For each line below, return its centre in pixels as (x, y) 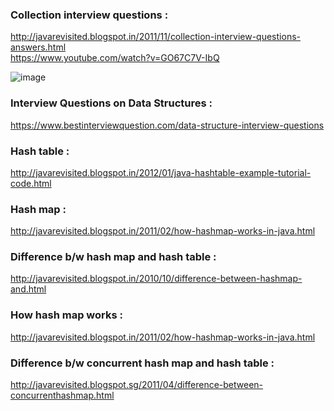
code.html (31, 183)
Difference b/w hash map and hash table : (113, 257)
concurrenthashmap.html (62, 395)
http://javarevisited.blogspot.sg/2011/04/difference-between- (137, 385)
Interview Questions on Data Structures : (111, 103)
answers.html (38, 47)
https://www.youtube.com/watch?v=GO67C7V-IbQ (115, 58)
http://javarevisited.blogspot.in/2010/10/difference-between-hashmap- (156, 279)
